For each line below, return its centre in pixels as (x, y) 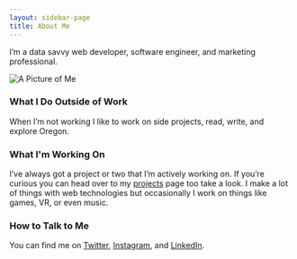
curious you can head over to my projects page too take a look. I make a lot (148, 183)
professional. (34, 61)
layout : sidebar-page (50, 18)
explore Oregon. (40, 130)
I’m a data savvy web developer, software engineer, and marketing (133, 51)
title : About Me (40, 26)
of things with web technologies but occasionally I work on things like (138, 193)
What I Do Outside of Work (68, 102)
